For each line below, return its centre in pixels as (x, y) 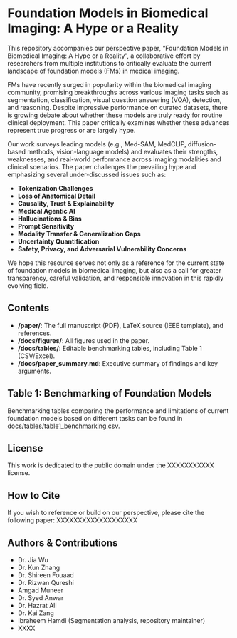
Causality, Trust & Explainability (66, 203)
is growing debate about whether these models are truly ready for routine (115, 115)
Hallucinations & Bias (49, 219)
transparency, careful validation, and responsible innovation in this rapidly (116, 278)
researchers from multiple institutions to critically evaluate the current (110, 63)
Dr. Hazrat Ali (37, 605)
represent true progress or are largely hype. (72, 130)
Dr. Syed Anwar (41, 598)
